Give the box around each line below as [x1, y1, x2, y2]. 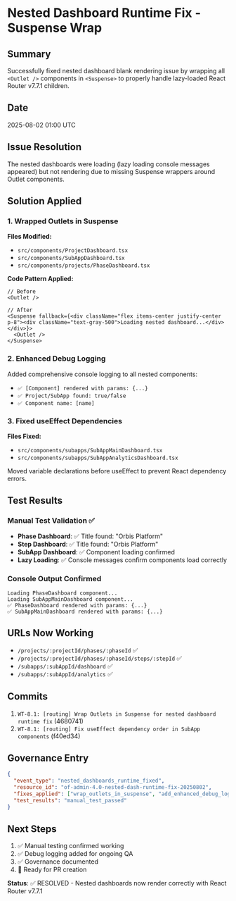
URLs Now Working [7, 627, 93, 639]
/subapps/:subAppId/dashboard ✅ [17, 661, 114, 670]
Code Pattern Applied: [7, 275, 74, 283]
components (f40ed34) [17, 731, 81, 740]
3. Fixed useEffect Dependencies [7, 416, 123, 425]
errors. [7, 474, 27, 483]
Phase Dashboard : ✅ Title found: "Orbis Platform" [17, 532, 164, 540]
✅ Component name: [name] [17, 399, 95, 406]
